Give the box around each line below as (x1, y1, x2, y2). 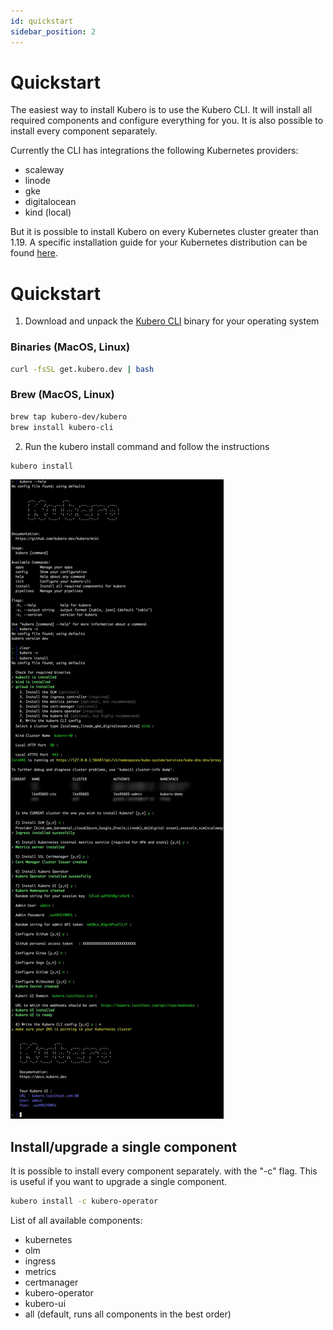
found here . (10, 247, 58, 259)
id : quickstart (10, 16, 74, 26)
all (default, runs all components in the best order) (24, 1308, 232, 1320)
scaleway (24, 164, 65, 176)
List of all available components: (10, 1215, 143, 1227)
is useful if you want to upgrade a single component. (10, 1176, 228, 1188)
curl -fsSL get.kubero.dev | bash (10, 364, 155, 374)
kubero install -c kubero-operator (10, 1196, 159, 1207)
